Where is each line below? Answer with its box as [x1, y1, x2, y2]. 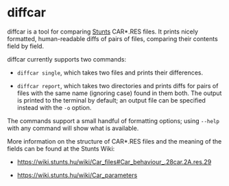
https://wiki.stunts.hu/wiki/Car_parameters [16, 171, 138, 179]
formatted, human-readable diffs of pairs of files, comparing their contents [7, 34, 218, 42]
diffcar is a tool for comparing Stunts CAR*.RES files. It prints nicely [7, 27, 199, 36]
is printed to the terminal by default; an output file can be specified [16, 96, 206, 104]
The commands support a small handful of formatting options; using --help [7, 116, 219, 124]
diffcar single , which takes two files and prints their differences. [16, 68, 204, 77]
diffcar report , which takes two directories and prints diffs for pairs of [16, 81, 219, 90]
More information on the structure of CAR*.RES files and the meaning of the [7, 137, 222, 145]
